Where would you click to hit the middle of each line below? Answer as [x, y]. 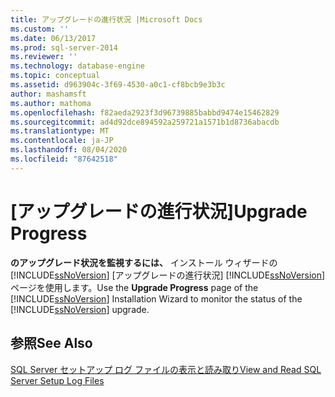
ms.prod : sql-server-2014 [64, 47]
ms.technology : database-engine [77, 66]
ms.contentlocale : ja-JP [62, 141]
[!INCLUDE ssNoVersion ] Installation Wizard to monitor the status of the [156, 298]
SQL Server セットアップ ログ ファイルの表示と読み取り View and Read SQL [166, 369]
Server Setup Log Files [57, 380]
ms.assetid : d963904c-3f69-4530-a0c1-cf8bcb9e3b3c [118, 85]
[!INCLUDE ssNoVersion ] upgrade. [80, 309]
